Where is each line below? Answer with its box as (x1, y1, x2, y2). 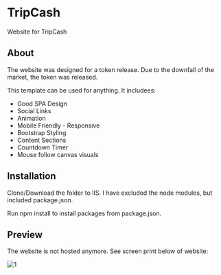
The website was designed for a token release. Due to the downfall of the (7, 65, 215, 73)
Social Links (16, 106, 51, 115)
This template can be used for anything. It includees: (7, 86, 156, 94)
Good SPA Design (16, 99, 67, 108)
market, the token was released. (7, 73, 98, 81)
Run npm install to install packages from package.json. (7, 209, 162, 217)
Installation (7, 170, 56, 182)
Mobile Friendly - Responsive (16, 121, 100, 130)
